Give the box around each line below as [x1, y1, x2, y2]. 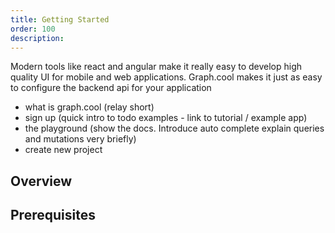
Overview [10, 172, 73, 190]
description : [10, 33, 65, 43]
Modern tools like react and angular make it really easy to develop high [10, 61, 303, 73]
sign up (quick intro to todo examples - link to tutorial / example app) [24, 112, 308, 124]
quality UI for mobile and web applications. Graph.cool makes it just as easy [10, 71, 323, 83]
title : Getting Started [10, 14, 110, 25]
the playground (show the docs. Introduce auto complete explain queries [24, 122, 325, 135]
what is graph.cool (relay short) [24, 101, 155, 113]
